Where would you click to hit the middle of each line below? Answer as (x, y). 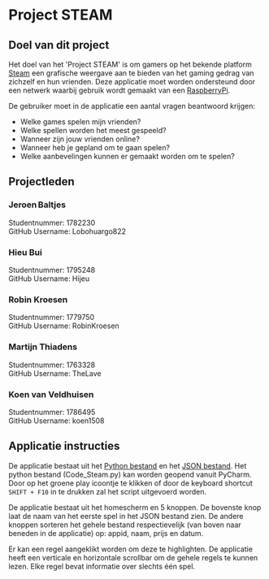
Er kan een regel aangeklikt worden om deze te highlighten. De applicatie (131, 549)
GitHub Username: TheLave (55, 373)
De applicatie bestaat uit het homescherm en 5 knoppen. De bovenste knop (135, 507)
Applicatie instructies (64, 446)
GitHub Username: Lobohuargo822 (67, 231)
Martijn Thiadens (43, 347)
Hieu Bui (25, 252)
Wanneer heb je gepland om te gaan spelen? (95, 147)
